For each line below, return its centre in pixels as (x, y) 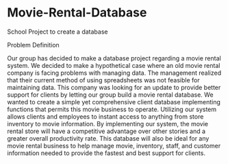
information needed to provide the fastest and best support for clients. (106, 153)
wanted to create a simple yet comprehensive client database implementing (114, 102)
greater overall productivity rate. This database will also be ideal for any (108, 138)
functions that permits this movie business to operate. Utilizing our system (112, 109)
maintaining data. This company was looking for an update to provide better (114, 87)
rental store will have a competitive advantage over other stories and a (106, 131)
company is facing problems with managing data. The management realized (114, 73)
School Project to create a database (58, 32)
